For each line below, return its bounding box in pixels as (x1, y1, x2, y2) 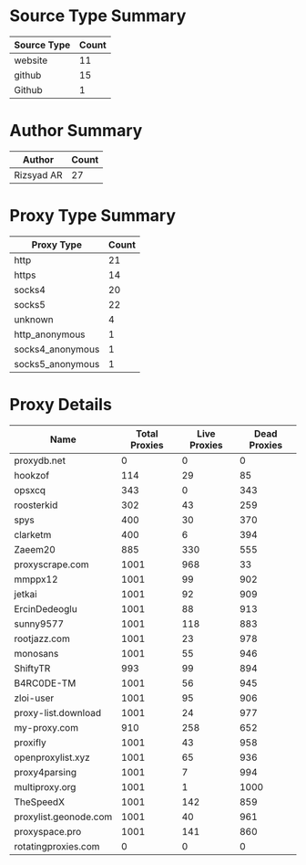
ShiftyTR (14, 661, 51, 674)
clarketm (14, 528, 52, 541)
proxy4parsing (14, 765, 77, 778)
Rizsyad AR (14, 168, 63, 181)
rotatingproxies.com (14, 839, 100, 852)
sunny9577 (14, 617, 65, 630)
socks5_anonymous (14, 357, 100, 370)
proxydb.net (14, 454, 66, 467)
